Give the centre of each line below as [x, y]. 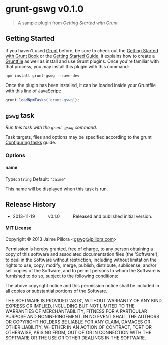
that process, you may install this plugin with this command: [67, 66]
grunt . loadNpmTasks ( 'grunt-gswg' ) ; [43, 100]
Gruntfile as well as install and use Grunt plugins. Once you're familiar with [82, 61]
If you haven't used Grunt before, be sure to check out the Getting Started [82, 50]
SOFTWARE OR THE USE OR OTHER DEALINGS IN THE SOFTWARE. [76, 338]
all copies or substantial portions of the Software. [56, 291]
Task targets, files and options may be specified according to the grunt [78, 137]
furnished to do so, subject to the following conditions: [62, 276]
